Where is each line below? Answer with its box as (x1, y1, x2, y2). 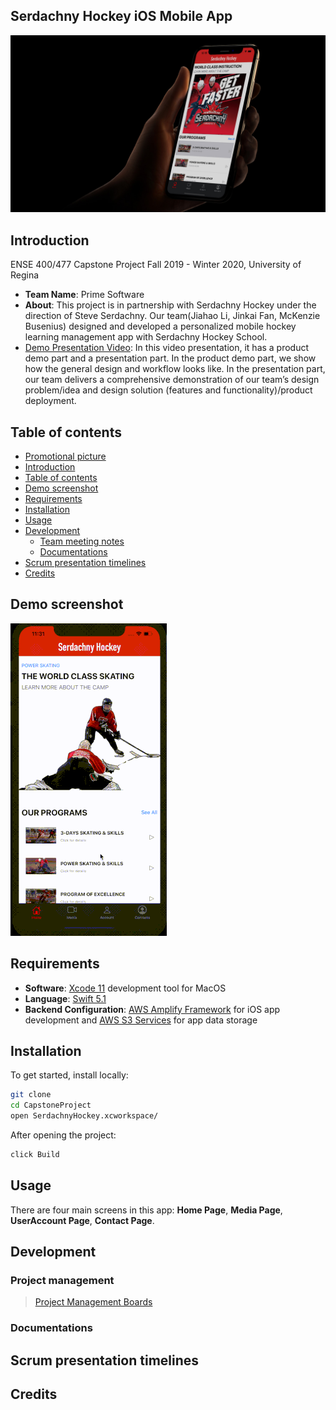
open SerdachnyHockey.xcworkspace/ (10, 1111, 159, 1121)
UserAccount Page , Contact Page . (10, 1214, 155, 1226)
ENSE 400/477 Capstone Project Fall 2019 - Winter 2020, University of (10, 259, 302, 271)
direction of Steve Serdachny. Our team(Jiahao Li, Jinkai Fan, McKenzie (24, 310, 321, 322)
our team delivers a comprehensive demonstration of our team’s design (24, 374, 320, 386)
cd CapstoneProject (10, 1100, 92, 1111)
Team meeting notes (39, 535, 125, 547)
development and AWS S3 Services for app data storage (24, 1014, 258, 1026)
